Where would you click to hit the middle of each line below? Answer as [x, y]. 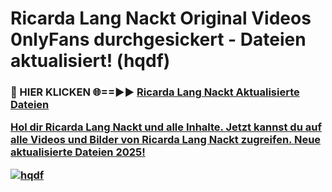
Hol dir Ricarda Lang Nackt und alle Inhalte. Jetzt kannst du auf [166, 127]
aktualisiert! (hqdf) [90, 61]
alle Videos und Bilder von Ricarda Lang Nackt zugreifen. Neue [166, 140]
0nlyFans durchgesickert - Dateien [158, 39]
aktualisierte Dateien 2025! [78, 152]
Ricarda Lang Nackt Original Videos [161, 18]
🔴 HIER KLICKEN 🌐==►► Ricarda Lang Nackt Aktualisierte [155, 92]
